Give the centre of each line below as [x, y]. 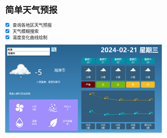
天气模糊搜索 [25, 31]
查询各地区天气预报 [32, 25]
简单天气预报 [32, 10]
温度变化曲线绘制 [30, 37]
